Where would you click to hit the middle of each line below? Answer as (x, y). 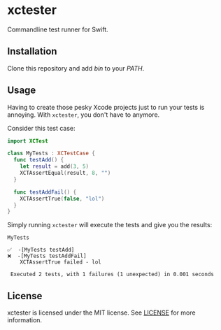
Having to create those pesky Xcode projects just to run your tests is (106, 107)
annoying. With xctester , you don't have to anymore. (84, 115)
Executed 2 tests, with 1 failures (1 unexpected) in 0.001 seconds (112, 275)
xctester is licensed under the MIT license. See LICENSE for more (101, 313)
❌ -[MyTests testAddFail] (47, 256)
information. (25, 320)
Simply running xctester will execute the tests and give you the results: (110, 225)
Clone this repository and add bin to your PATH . (76, 68)
